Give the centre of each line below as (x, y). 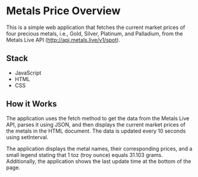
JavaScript (28, 73)
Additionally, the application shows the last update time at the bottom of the (99, 161)
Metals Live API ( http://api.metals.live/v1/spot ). (63, 40)
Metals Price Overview (63, 11)
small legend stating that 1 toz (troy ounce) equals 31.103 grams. (85, 155)
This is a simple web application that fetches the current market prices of (96, 27)
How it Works (32, 104)
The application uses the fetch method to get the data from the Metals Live (98, 118)
